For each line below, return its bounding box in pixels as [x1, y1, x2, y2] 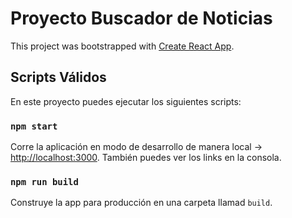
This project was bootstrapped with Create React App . [10, 40, 235, 52]
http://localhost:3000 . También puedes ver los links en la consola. [10, 152, 282, 164]
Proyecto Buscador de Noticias [10, 7, 273, 30]
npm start [10, 120, 58, 132]
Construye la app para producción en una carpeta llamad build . [10, 197, 273, 209]
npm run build [10, 176, 79, 187]
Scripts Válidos [10, 69, 107, 86]
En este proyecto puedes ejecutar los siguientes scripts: [10, 95, 242, 107]
